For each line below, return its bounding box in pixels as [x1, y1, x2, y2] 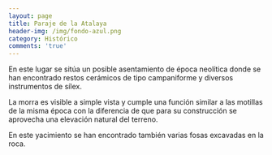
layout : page [8, 11, 53, 20]
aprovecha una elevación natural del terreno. [8, 114, 158, 124]
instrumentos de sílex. [8, 82, 83, 92]
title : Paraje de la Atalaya [8, 19, 107, 28]
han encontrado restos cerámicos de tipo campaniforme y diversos [8, 73, 234, 83]
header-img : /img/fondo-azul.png [8, 27, 122, 35]
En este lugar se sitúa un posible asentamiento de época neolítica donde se [8, 64, 261, 74]
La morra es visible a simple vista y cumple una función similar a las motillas [8, 97, 263, 107]
